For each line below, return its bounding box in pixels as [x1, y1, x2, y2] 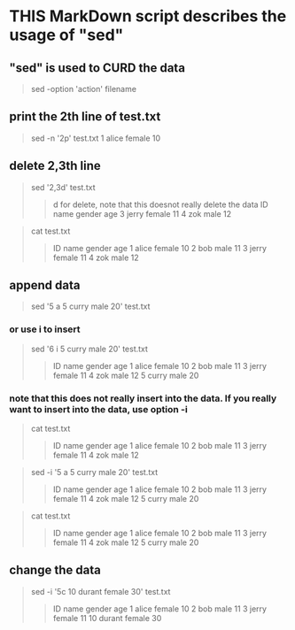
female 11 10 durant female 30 [52, 612, 162, 623]
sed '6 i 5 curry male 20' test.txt [30, 343, 149, 354]
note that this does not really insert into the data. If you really [9, 392, 277, 404]
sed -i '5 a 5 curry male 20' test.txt [30, 467, 158, 478]
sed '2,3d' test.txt [30, 181, 96, 192]
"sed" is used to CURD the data [9, 60, 186, 75]
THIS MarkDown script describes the [9, 6, 287, 27]
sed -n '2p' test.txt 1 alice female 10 [30, 133, 161, 143]
